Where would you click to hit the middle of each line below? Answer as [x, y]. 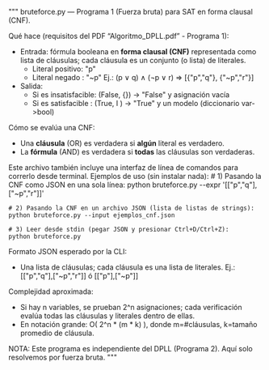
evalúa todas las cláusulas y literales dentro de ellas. [107, 316]
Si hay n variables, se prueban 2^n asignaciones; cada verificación [131, 307]
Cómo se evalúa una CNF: [52, 128]
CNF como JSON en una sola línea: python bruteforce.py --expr [115, 185]
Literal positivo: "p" [64, 69]
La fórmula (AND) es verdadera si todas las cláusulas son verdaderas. [137, 152]
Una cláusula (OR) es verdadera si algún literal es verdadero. [122, 143]
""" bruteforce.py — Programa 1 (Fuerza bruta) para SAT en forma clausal [130, 12]
